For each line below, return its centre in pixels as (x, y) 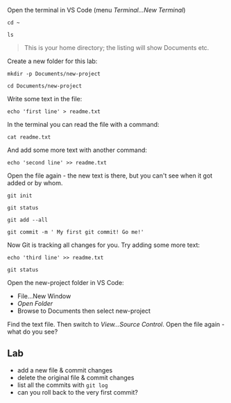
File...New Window (44, 296)
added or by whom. (35, 183)
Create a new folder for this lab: (52, 61)
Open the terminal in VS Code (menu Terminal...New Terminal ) (96, 10)
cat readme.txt (29, 137)
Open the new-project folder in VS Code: (66, 283)
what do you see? (33, 332)
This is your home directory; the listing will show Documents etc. (117, 48)
